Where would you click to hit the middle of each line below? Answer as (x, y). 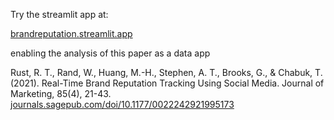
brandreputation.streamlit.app (71, 33)
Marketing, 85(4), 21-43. (61, 93)
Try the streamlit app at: (59, 14)
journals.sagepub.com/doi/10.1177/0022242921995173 (122, 104)
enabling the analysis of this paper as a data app (110, 53)
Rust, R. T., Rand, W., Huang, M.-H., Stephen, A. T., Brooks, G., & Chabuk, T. (166, 72)
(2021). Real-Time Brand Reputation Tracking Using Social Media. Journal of (167, 83)
